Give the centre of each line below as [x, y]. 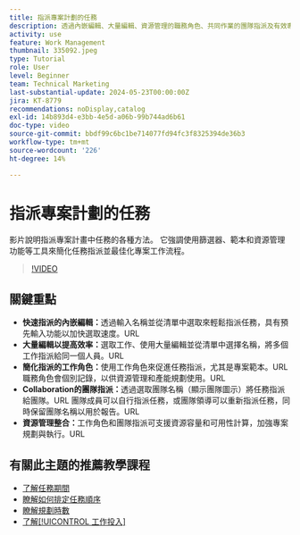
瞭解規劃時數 [46, 511]
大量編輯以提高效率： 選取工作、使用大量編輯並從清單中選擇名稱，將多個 [155, 345]
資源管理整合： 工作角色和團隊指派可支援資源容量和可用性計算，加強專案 [155, 423]
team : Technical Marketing [59, 84]
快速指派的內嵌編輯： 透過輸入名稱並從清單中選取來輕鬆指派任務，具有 [151, 322]
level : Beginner [39, 76]
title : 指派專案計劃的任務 [54, 17]
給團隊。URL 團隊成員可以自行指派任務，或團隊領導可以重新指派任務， [152, 401]
